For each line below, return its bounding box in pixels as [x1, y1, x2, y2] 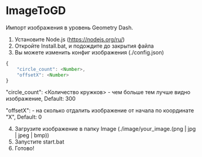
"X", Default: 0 [6, 114, 42, 121]
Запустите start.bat [14, 138, 65, 145]
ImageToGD [6, 4, 66, 18]
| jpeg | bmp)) [14, 132, 50, 139]
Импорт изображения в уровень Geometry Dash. [6, 24, 133, 31]
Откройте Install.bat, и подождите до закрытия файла [14, 42, 154, 49]
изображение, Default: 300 [6, 95, 76, 103]
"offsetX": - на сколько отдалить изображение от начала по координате [6, 107, 194, 114]
